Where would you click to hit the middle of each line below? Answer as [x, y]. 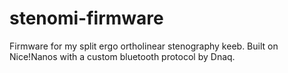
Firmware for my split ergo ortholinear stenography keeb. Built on [144, 46]
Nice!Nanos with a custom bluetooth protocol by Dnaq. [122, 56]
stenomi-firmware [86, 18]
